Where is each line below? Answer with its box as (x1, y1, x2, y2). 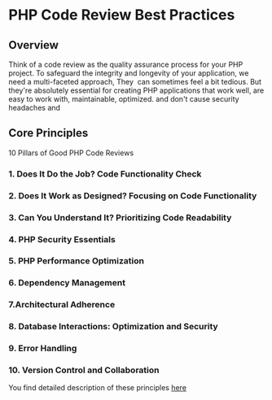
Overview (8, 38, 59, 52)
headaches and (8, 103, 61, 112)
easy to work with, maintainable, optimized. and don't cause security (8, 94, 239, 103)
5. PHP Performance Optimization (8, 255, 145, 267)
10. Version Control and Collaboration (8, 364, 160, 376)
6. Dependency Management (8, 277, 126, 289)
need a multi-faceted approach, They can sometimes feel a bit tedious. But (8, 77, 262, 86)
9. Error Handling (8, 343, 77, 354)
